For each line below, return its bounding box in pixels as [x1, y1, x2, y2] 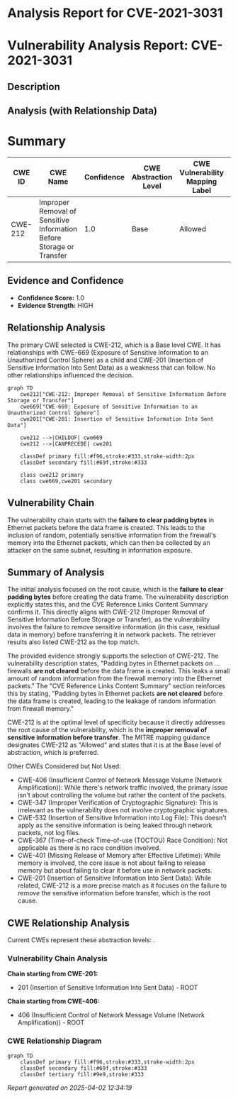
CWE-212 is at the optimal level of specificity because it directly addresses [7, 718, 225, 727]
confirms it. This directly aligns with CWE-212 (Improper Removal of [7, 608, 205, 617]
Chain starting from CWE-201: [7, 970, 98, 978]
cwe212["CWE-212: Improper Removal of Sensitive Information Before [20, 390, 227, 398]
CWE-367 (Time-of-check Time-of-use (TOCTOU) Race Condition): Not [17, 836, 228, 845]
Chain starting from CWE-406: [7, 997, 101, 1005]
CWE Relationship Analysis [7, 917, 130, 929]
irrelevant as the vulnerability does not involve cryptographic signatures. [17, 806, 229, 814]
